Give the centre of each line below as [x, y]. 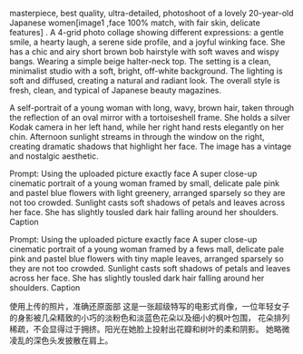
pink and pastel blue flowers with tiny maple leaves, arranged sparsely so [147, 259]
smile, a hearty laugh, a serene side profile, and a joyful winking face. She [147, 42]
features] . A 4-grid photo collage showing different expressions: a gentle [147, 32]
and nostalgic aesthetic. [54, 156]
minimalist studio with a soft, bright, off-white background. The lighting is [146, 71]
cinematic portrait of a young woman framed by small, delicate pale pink [144, 183]
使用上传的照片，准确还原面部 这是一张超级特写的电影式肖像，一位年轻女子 [150, 306]
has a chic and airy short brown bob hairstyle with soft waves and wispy [144, 52]
